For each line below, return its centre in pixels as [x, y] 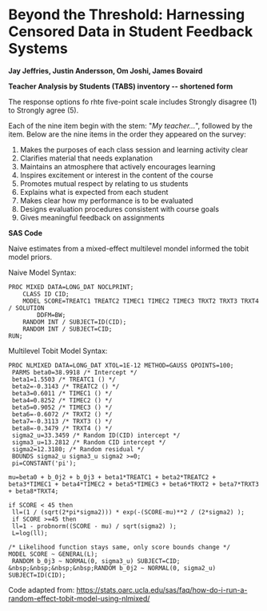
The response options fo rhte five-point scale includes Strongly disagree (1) [133, 101]
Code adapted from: [42, 589]
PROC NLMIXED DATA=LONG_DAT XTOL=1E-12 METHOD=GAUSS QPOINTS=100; [121, 365]
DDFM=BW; [52, 315]
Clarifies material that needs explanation [86, 158]
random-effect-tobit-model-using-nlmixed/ [79, 598]
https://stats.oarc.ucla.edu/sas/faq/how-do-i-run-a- [162, 589]
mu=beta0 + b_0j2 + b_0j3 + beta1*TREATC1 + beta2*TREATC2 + [112, 477]
